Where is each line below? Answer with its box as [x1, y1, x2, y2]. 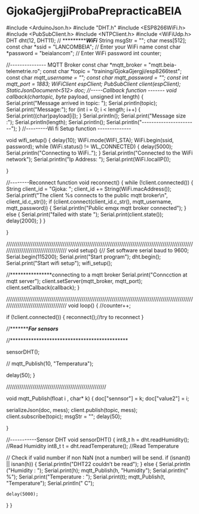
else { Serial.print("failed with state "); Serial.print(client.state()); [6, 211, 164, 218]
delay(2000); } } [6, 217, 46, 224]
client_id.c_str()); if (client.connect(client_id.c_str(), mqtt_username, [6, 198, 173, 205]
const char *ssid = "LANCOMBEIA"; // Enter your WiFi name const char [6, 43, 181, 50]
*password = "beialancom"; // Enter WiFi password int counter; [6, 49, 162, 56]
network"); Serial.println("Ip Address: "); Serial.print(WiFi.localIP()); [6, 155, 172, 163]
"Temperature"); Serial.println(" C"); [6, 479, 94, 486]
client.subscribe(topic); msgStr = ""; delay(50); [6, 413, 122, 420]
